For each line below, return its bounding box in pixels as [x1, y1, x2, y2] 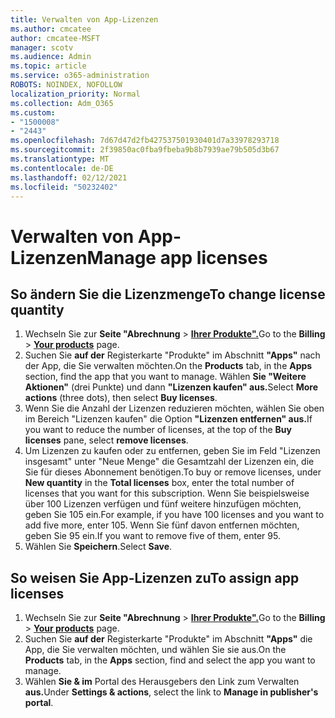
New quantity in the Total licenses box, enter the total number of [24, 477, 295, 489]
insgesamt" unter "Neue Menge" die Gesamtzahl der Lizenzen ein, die [24, 456, 315, 468]
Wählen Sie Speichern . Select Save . [24, 541, 173, 553]
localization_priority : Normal [10, 89, 141, 99]
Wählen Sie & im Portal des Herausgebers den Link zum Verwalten [24, 676, 300, 688]
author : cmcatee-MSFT [10, 33, 101, 43]
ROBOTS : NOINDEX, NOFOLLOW [10, 80, 123, 90]
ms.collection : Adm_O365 [10, 98, 114, 108]
